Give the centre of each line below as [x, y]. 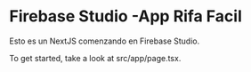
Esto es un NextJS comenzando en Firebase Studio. [105, 41]
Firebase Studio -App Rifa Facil [125, 16]
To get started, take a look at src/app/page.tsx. [95, 58]
